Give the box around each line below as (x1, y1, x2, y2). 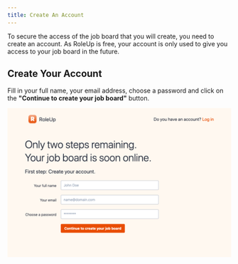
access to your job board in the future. (7, 47, 119, 56)
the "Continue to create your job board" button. (7, 94, 150, 102)
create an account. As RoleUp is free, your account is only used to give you (7, 39, 228, 48)
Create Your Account (7, 68, 102, 80)
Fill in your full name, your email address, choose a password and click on (7, 86, 224, 95)
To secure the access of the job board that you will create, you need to (7, 32, 215, 41)
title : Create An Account (7, 11, 84, 19)
